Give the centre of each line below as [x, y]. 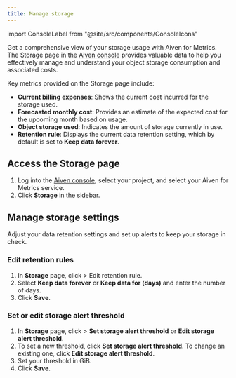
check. [17, 242]
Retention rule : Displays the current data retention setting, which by [116, 134]
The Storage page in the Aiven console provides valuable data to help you [114, 55]
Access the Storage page [64, 164]
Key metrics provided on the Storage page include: [81, 83]
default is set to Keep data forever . [68, 142]
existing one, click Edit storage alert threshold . [86, 353]
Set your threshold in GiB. [54, 360]
